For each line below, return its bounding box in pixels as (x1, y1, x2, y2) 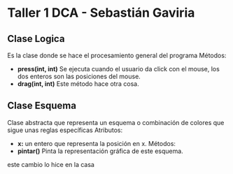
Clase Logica (7, 33, 65, 45)
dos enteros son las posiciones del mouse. (17, 72, 141, 80)
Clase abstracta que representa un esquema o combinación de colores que (7, 118, 225, 126)
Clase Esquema (7, 100, 77, 112)
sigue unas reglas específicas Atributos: (7, 126, 123, 134)
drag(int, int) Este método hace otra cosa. (17, 80, 139, 88)
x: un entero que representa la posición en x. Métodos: (17, 139, 176, 147)
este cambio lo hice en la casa (7, 160, 94, 168)
